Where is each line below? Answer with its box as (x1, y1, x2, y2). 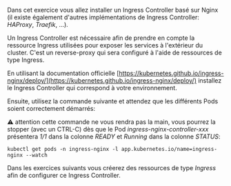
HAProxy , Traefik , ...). (7, 21, 69, 28)
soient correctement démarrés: (7, 105, 95, 112)
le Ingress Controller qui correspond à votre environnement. (7, 84, 177, 92)
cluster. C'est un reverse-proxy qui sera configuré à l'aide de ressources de (7, 48, 222, 56)
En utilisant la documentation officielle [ (7, 69, 119, 77)
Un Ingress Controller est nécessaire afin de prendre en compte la (7, 34, 195, 42)
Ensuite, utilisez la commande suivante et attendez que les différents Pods (7, 97, 219, 105)
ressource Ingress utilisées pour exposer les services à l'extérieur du (7, 41, 203, 49)
